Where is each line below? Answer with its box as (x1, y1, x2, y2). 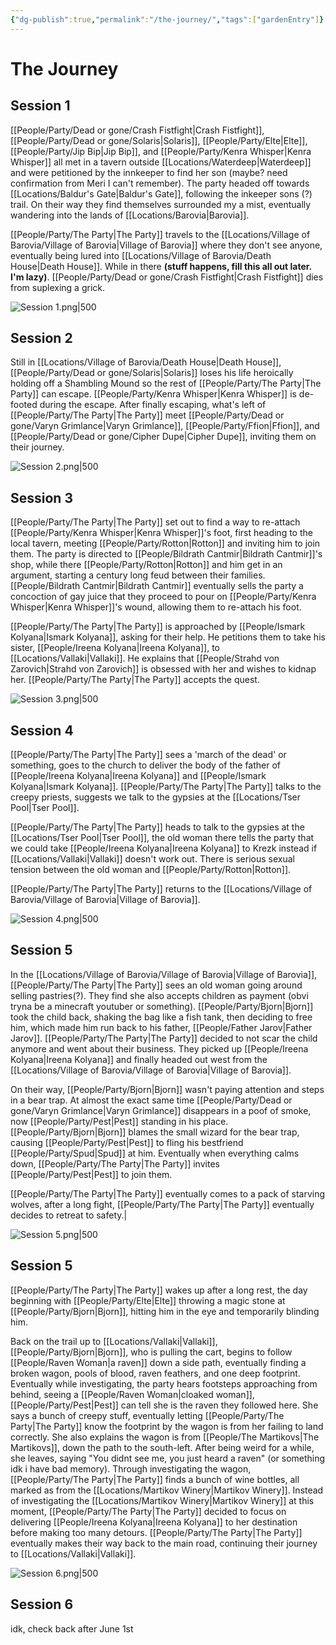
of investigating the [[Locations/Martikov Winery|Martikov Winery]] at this (10, 1494, 315, 1506)
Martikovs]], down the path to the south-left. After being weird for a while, (10, 1441, 315, 1453)
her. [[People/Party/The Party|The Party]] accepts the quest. (10, 674, 260, 686)
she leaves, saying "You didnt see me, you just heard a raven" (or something (10, 1452, 326, 1464)
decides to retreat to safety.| (10, 1209, 128, 1221)
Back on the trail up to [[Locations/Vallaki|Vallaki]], (10, 1335, 218, 1347)
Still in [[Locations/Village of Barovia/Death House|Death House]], (10, 356, 282, 368)
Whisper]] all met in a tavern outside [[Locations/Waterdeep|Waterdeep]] (10, 156, 312, 168)
